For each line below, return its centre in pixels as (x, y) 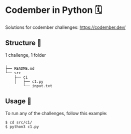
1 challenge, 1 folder (25, 55)
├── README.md (20, 68)
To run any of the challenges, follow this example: (56, 113)
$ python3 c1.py (22, 127)
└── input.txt (38, 86)
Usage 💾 (18, 101)
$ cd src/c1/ (19, 122)
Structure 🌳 (23, 43)
